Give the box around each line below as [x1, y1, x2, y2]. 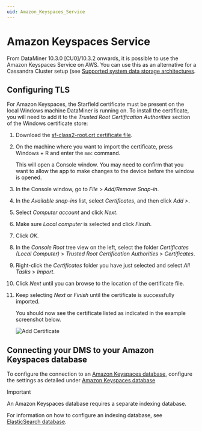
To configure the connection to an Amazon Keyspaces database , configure [7, 370, 193, 378]
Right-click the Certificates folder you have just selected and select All [15, 262, 190, 269]
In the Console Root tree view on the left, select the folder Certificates [15, 244, 189, 251]
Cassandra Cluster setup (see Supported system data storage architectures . [7, 67, 196, 75]
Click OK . [15, 232, 39, 239]
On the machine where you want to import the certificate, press [15, 143, 173, 150]
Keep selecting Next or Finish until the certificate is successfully [15, 292, 175, 299]
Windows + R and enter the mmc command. [15, 150, 121, 157]
